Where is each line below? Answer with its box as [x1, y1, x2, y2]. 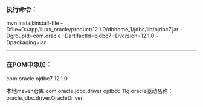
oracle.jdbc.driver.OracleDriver [6, 94, 83, 101]
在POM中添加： [6, 60, 53, 69]
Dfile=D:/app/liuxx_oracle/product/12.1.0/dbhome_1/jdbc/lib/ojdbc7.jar [6, 26, 179, 33]
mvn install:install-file [6, 19, 59, 27]
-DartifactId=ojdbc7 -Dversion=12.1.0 [62, 32, 155, 40]
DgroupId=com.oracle [6, 32, 62, 40]
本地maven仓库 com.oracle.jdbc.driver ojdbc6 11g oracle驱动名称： [6, 87, 173, 94]
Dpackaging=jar [6, 39, 47, 46]
